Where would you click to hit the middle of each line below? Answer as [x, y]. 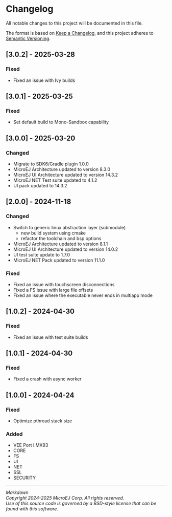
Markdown [17, 492]
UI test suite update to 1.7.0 [42, 254]
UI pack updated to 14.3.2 [40, 186]
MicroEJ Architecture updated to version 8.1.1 [60, 244]
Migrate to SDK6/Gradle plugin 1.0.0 [51, 164]
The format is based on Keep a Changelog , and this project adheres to [80, 33]
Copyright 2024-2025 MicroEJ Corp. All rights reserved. [65, 498]
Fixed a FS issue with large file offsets [53, 290]
